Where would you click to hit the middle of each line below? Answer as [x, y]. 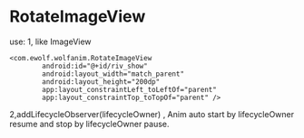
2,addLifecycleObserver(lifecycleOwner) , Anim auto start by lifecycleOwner [152, 114]
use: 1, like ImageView [51, 41]
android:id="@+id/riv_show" [95, 66]
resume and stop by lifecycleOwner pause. [89, 124]
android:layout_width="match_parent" [113, 74]
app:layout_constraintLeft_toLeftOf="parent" [130, 89]
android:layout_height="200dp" [101, 82]
